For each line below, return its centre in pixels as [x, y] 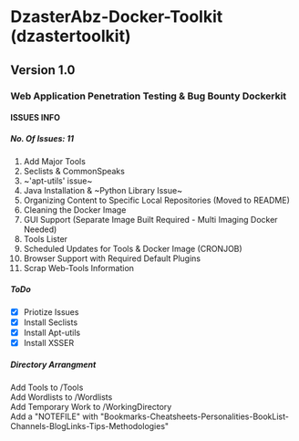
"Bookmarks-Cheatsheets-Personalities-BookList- [195, 416]
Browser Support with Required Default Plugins [112, 258]
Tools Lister [45, 239]
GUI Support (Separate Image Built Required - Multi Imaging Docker [150, 220]
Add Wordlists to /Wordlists [62, 397]
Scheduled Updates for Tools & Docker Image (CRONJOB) [133, 249]
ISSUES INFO [36, 118]
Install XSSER [49, 343]
